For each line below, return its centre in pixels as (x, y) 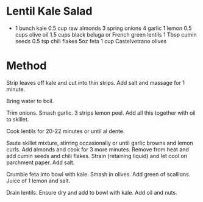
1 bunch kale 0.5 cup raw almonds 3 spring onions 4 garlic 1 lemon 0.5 (103, 28)
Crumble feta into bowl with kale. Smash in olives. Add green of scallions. (98, 174)
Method (27, 66)
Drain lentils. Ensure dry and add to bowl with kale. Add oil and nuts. (92, 192)
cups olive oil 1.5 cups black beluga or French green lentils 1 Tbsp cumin (106, 34)
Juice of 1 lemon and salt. (38, 181)
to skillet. (18, 119)
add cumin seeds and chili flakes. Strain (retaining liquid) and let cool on (97, 156)
